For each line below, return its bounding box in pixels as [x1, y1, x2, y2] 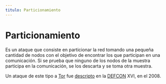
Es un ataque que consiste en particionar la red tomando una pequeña [5, 47, 154, 53]
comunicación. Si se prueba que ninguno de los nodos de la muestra [5, 57, 150, 64]
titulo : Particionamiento [5, 7, 60, 13]
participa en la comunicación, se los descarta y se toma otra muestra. [5, 62, 153, 69]
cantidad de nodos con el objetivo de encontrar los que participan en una [5, 52, 160, 58]
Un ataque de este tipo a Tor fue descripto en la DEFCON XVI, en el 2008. [5, 73, 161, 79]
